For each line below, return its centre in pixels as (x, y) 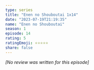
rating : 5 (16, 39)
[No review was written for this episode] (47, 62)
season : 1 (16, 29)
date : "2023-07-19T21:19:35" (36, 19)
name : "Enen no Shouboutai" (35, 24)
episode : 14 (18, 33)
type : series (19, 10)
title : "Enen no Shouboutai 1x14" (42, 15)
